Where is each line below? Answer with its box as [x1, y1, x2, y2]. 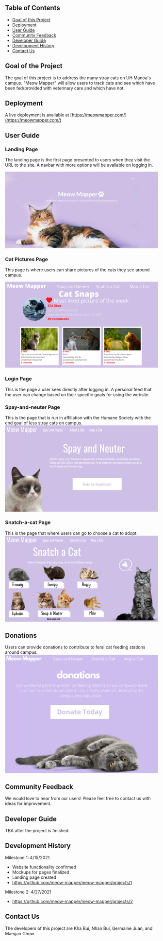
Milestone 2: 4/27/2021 [5, 889, 51, 895]
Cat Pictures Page [5, 256, 49, 262]
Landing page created [12, 874, 57, 880]
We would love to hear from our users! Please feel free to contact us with [5, 796, 151, 802]
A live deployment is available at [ [5, 112, 72, 118]
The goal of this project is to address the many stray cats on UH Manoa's [5, 75, 151, 81]
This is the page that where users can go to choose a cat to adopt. [5, 530, 138, 536]
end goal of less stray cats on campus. [5, 420, 82, 426]
